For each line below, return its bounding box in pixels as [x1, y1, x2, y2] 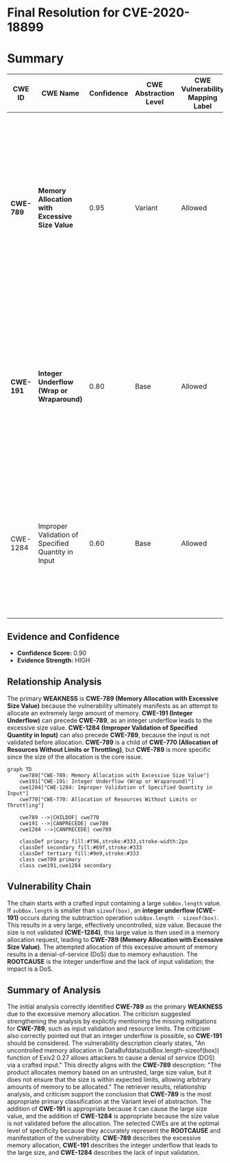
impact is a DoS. [7, 965, 53, 973]
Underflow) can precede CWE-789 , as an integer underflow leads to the [7, 716, 213, 724]
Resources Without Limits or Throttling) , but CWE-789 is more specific [7, 745, 211, 753]
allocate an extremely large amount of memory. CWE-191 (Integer [7, 709, 193, 717]
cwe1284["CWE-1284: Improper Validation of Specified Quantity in [19, 784, 213, 791]
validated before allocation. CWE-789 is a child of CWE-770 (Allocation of [7, 738, 218, 746]
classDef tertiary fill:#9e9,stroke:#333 [19, 850, 139, 857]
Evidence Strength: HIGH [16, 656, 90, 664]
